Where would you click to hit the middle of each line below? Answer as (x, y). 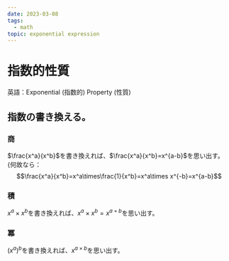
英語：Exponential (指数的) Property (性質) (69, 92)
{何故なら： (24, 164)
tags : (15, 21)
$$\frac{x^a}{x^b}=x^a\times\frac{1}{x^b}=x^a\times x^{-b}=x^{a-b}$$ (119, 176)
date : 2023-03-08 (33, 14)
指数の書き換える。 (49, 117)
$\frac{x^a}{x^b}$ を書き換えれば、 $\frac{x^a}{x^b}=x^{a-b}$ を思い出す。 (116, 155)
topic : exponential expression (54, 34)
